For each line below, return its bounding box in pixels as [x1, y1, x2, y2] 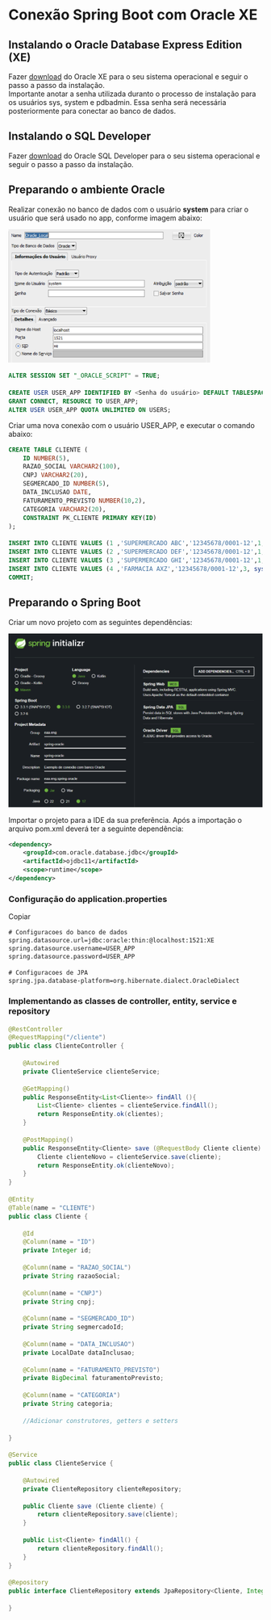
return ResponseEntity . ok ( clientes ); [37, 1110, 164, 1118]
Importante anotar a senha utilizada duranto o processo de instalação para [8, 89, 256, 99]
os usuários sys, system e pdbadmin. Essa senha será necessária [8, 98, 227, 107]
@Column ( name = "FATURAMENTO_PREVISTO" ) [23, 1366, 161, 1374]
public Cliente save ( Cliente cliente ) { [23, 1502, 164, 1510]
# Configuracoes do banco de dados [8, 929, 128, 937]
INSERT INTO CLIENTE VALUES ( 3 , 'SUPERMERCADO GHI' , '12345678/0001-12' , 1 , [8, 556, 265, 564]
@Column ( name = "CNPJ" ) [23, 1289, 103, 1297]
